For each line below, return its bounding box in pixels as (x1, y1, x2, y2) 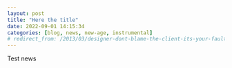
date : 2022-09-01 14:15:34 (7, 23, 85, 30)
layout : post (7, 10, 45, 17)
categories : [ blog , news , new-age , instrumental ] (7, 29, 153, 36)
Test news (7, 54, 37, 63)
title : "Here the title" (7, 16, 79, 23)
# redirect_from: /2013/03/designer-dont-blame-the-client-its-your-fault (7, 36, 227, 43)
